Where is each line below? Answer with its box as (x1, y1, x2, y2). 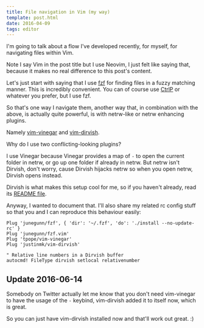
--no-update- (161, 220, 195, 226)
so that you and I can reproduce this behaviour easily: (6, 209, 141, 216)
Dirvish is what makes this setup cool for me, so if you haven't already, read (6, 184, 197, 191)
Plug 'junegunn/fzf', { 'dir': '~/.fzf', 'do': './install (6, 220, 160, 226)
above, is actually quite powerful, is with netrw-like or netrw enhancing (6, 110, 185, 118)
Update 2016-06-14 (6, 274, 83, 284)
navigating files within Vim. (6, 49, 74, 57)
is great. (6, 303, 27, 311)
